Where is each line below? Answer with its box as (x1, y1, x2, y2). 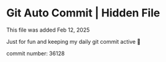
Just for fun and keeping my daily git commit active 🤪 (6, 38, 141, 45)
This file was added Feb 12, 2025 (6, 26, 90, 33)
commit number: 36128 (6, 49, 65, 57)
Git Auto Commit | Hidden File (6, 6, 160, 20)
